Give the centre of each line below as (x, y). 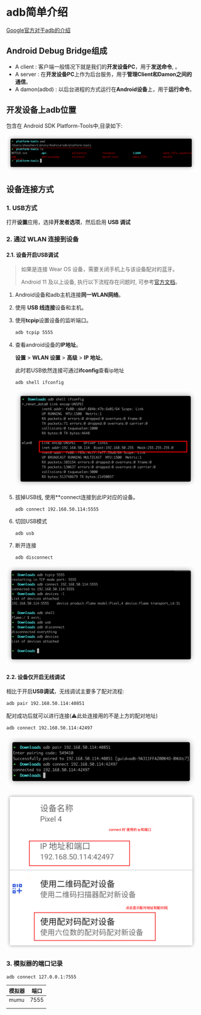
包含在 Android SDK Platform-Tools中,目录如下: (64, 126)
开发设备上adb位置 (41, 110)
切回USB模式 (31, 521)
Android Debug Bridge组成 (57, 51)
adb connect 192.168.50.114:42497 (50, 728)
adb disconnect (34, 557)
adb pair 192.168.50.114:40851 (45, 704)
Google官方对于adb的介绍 (39, 30)
